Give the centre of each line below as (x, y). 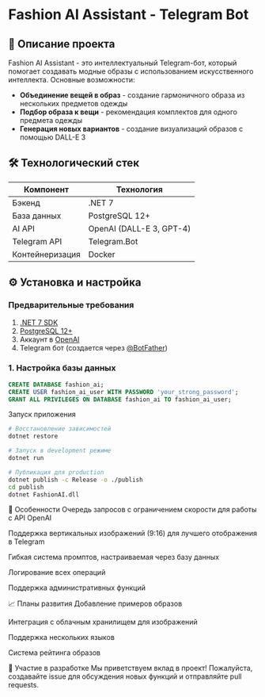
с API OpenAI (30, 518)
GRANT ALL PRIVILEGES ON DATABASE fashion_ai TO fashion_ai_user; (120, 399)
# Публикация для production (56, 472)
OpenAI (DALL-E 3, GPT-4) (140, 228)
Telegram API (37, 241)
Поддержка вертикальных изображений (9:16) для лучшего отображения (133, 534)
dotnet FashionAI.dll (44, 494)
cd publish (26, 487)
